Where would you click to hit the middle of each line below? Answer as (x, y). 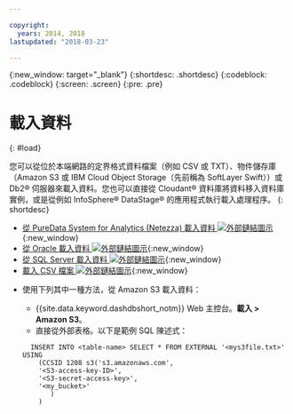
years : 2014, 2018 (51, 33)
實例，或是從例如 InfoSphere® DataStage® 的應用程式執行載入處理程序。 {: (146, 200)
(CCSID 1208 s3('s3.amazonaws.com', (106, 363)
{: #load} (25, 148)
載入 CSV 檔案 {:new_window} (105, 271)
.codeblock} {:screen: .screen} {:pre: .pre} (86, 84)
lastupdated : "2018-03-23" (59, 42)
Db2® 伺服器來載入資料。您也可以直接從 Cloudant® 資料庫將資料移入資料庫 (147, 188)
